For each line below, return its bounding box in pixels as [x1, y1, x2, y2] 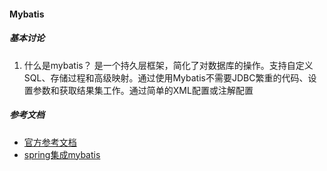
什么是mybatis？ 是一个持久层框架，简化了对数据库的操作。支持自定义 [23, 59, 314, 71]
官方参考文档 [23, 136, 77, 148]
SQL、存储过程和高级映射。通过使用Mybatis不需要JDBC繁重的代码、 [23, 71, 309, 84]
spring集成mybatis [23, 148, 101, 160]
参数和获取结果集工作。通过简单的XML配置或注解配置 [32, 84, 254, 96]
